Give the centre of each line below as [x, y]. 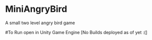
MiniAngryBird [36, 9]
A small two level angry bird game [40, 23]
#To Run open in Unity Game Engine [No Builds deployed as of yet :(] [76, 32]
